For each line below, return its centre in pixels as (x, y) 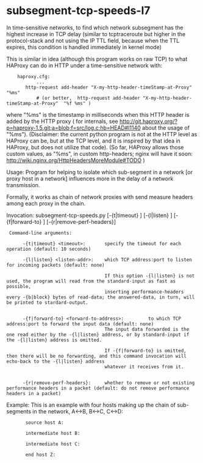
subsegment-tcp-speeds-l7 (78, 11)
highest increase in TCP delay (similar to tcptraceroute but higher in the (96, 34)
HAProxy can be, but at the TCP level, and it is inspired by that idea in (94, 141)
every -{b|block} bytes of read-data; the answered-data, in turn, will (101, 297)
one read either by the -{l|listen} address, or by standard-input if (98, 335)
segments (19, 411)
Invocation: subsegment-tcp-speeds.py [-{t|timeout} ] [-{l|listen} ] (89, 215)
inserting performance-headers (144, 292)
